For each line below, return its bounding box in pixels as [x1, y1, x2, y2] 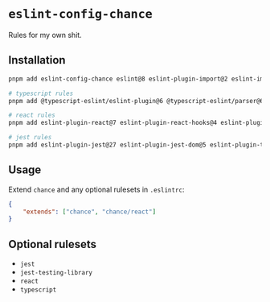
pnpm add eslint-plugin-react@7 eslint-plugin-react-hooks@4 [8, 119, 218, 127]
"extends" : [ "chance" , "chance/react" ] [22, 208, 157, 216]
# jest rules [8, 134, 52, 142]
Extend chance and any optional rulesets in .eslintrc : [8, 184, 185, 194]
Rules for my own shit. [8, 30, 82, 39]
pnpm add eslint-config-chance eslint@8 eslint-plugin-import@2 [8, 75, 228, 83]
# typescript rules [8, 89, 74, 97]
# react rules [8, 111, 56, 119]
